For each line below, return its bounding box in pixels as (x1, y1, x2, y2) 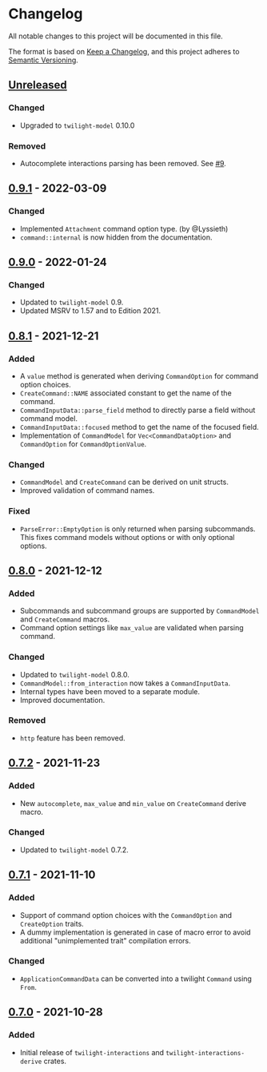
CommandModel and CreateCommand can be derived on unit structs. (19, 477, 229, 487)
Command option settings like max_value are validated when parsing (19, 623, 244, 633)
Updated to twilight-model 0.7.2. (19, 844, 130, 855)
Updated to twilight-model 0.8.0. (19, 669, 130, 679)
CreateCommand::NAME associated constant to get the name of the (19, 388, 232, 398)
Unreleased (8, 78, 68, 92)
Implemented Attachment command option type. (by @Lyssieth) (19, 224, 229, 233)
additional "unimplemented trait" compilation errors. (19, 935, 192, 945)
